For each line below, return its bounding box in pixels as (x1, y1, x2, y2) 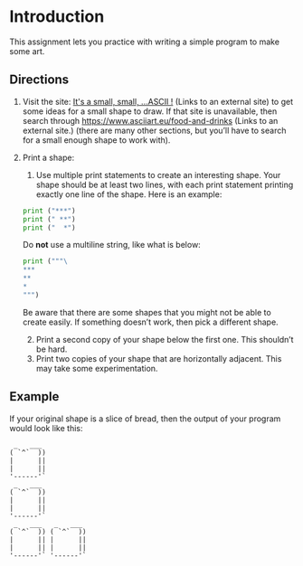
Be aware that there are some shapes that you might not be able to (22, 307, 271, 317)
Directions (9, 72, 70, 88)
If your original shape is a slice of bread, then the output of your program (9, 413, 281, 424)
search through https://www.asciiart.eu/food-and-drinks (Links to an (22, 115, 279, 126)
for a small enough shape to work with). (22, 134, 171, 146)
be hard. (35, 344, 68, 354)
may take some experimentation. (35, 363, 158, 373)
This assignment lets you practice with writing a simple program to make (9, 36, 280, 47)
